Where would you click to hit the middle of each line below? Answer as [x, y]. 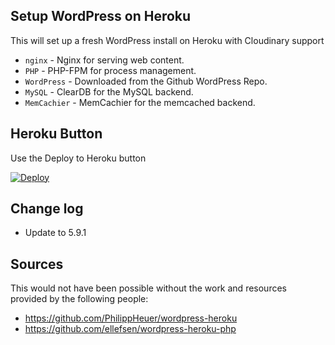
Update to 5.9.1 [55, 233]
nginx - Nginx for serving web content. [104, 60]
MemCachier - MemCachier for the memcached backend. [140, 102]
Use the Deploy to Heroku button [78, 158]
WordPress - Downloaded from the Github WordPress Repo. [146, 81]
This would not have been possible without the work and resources [148, 288]
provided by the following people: [79, 299]
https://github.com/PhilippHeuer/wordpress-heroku [131, 318]
